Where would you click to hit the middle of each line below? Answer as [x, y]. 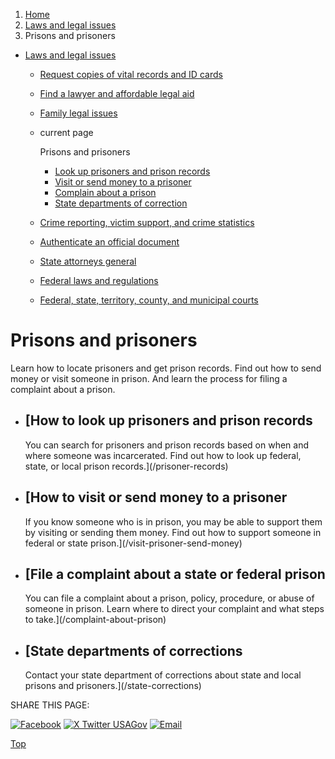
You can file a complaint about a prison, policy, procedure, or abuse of [169, 598]
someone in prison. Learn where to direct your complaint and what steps [174, 609]
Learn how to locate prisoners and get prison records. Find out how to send [166, 368]
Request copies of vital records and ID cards [131, 74]
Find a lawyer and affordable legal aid [117, 93]
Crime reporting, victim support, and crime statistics [147, 222]
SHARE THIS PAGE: [50, 705]
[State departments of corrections [133, 650]
